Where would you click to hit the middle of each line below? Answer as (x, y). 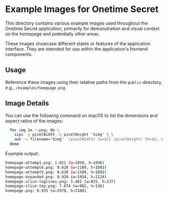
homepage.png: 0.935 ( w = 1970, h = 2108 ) (46, 191)
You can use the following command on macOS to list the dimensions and (81, 115)
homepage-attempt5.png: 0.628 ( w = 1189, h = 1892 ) (56, 172)
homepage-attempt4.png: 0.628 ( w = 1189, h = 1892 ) (56, 167)
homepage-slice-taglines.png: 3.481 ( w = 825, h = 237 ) (60, 181)
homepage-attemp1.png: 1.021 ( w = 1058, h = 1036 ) (55, 163)
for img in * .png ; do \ (34, 130)
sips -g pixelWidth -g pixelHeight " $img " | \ (64, 135)
